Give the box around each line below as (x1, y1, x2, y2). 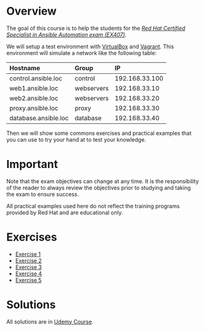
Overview (6, 4, 57, 18)
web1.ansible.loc (9, 84, 59, 92)
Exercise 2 (15, 256, 42, 264)
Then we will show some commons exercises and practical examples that (6, 129, 192, 137)
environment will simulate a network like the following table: (6, 49, 157, 56)
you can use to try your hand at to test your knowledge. (6, 136, 146, 143)
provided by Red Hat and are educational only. (6, 209, 124, 216)
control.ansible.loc (9, 74, 62, 82)
